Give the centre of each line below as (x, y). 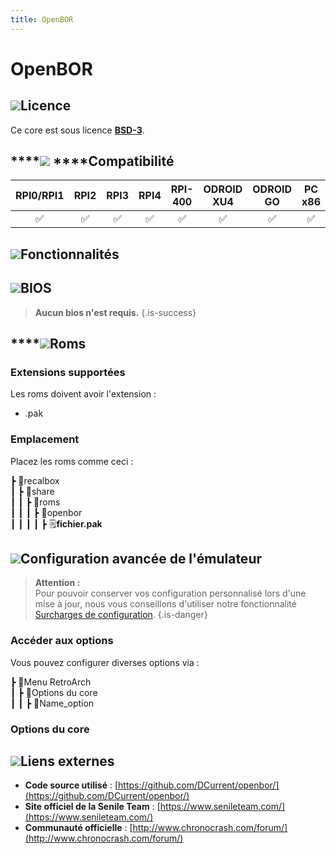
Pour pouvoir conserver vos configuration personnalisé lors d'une (170, 593)
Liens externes (67, 761)
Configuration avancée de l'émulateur (141, 559)
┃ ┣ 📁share (32, 491)
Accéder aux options (62, 641)
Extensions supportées (68, 372)
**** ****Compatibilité (92, 161)
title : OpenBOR (42, 19)
